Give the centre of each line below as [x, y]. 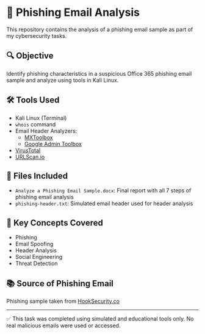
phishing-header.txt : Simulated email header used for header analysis [104, 203]
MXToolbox [38, 137]
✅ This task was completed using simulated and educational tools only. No [100, 319]
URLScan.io [30, 157]
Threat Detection [36, 263]
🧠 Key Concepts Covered [55, 223]
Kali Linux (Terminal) [41, 118]
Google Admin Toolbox [53, 143]
